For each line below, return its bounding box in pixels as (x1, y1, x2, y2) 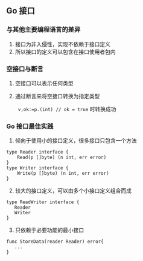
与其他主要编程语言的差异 (6, 25, 81, 34)
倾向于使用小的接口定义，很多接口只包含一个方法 (14, 137, 137, 144)
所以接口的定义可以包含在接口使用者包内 (14, 48, 116, 55)
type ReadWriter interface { (6, 199, 80, 205)
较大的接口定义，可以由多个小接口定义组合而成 (14, 187, 132, 194)
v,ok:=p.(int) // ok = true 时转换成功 (17, 105, 116, 112)
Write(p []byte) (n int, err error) (17, 171, 110, 177)
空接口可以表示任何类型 (14, 80, 74, 87)
